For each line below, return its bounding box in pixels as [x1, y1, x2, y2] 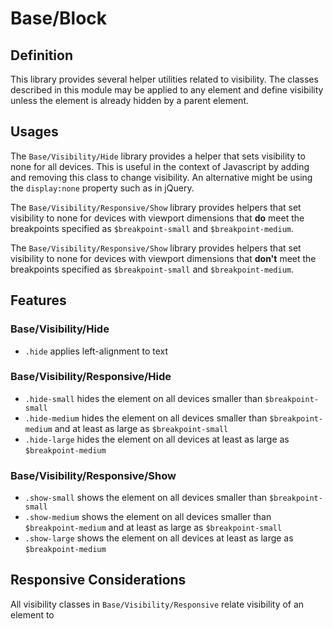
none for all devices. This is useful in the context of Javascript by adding [10, 160, 310, 172]
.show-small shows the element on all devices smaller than [24, 492, 268, 504]
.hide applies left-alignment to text [24, 345, 169, 357]
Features [10, 292, 67, 309]
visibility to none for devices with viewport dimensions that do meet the [10, 212, 305, 224]
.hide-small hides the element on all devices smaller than [24, 392, 263, 404]
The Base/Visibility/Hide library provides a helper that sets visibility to [10, 150, 306, 162]
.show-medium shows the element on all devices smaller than [24, 511, 272, 523]
